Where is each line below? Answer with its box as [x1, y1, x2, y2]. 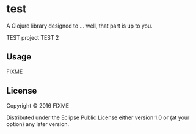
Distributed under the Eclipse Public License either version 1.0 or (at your [6, 114, 190, 121]
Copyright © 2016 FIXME [6, 102, 70, 109]
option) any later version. [6, 120, 69, 127]
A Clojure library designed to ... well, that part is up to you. [6, 22, 153, 29]
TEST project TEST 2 [6, 34, 59, 41]
